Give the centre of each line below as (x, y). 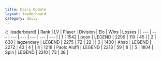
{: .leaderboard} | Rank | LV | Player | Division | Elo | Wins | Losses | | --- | (78, 32)
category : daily (21, 18)
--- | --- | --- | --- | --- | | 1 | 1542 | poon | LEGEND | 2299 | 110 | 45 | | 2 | (83, 37)
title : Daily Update (26, 9)
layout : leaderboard (26, 14)
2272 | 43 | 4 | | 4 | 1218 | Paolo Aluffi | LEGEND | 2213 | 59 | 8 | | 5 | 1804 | (79, 47)
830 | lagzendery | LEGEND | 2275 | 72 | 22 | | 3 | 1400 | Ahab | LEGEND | (78, 42)
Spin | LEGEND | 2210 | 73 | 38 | (37, 52)
